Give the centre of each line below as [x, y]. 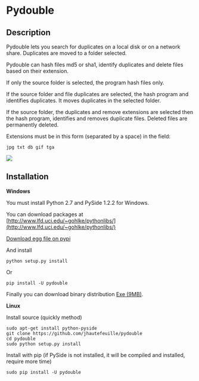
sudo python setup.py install [44, 344]
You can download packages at [45, 214]
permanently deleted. [32, 125]
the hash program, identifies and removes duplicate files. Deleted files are [97, 118]
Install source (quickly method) [44, 317]
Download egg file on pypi [38, 238]
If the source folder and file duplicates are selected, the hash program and [97, 94]
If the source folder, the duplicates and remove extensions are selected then [100, 112]
